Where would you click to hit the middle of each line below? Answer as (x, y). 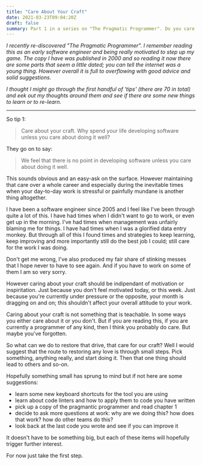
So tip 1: (16, 119)
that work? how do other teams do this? (64, 420)
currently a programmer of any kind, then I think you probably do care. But (98, 327)
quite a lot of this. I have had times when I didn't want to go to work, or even (100, 216)
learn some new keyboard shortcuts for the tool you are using (91, 394)
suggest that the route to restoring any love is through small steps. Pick (94, 351)
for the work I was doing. (37, 248)
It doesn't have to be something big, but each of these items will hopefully (98, 438)
